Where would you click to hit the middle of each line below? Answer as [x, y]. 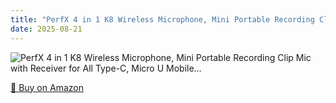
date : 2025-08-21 [46, 29]
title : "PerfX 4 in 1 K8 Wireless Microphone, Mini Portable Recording [162, 19]
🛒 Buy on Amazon [47, 87]
